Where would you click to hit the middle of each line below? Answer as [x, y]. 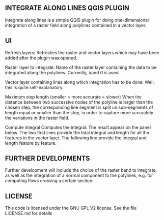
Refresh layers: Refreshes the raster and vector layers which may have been [82, 52]
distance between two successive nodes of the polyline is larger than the [79, 102]
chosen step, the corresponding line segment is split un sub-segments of [79, 107]
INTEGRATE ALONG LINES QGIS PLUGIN [67, 8]
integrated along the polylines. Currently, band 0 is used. [63, 72]
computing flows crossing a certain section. [49, 181]
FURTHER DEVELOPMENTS [48, 159]
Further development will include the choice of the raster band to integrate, [81, 170]
